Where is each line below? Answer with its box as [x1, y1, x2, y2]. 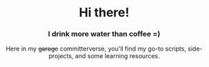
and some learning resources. [74, 52, 160, 60]
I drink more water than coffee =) [48, 29, 161, 39]
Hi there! [79, 5, 130, 21]
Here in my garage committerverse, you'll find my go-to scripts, [5, 44, 187, 53]
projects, [48, 52, 74, 60]
